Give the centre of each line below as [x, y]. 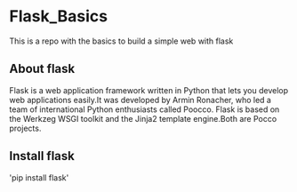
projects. [25, 128]
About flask [42, 69]
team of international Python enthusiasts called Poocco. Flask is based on [144, 109]
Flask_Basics [59, 16]
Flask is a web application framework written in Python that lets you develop [149, 90]
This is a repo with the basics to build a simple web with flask [121, 41]
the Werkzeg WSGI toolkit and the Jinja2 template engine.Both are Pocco [143, 118]
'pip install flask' [39, 177]
